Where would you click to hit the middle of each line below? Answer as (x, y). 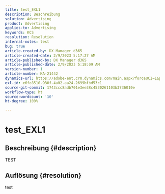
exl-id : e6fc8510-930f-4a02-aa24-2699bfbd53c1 (54, 83)
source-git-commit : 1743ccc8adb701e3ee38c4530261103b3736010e (70, 87)
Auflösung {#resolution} (43, 175)
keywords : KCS (20, 32)
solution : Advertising (28, 19)
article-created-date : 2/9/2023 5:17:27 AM (50, 55)
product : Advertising (27, 23)
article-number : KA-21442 (31, 74)
